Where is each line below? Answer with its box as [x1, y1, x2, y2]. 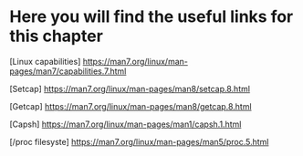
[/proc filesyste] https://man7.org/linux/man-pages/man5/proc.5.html [9, 136, 269, 147]
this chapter [9, 26, 103, 47]
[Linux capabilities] [9, 56, 81, 67]
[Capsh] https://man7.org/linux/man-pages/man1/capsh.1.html [9, 119, 242, 130]
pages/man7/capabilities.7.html [9, 66, 127, 77]
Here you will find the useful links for [9, 6, 294, 27]
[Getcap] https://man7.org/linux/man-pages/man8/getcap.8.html [9, 100, 253, 111]
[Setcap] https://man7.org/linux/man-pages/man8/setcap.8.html [9, 83, 251, 94]
